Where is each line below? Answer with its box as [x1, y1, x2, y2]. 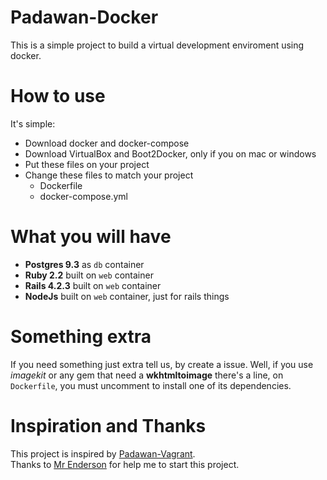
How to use [10, 85, 106, 108]
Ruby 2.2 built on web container [24, 269, 154, 281]
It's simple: [10, 117, 56, 130]
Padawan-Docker [10, 6, 159, 29]
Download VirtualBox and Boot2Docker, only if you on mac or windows [24, 147, 317, 160]
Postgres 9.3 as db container [24, 258, 145, 270]
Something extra [10, 326, 152, 348]
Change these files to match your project [24, 169, 194, 181]
